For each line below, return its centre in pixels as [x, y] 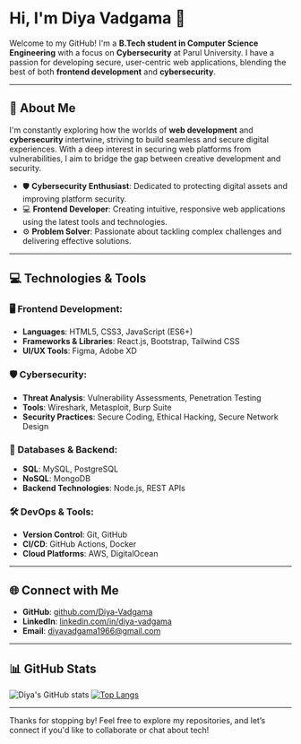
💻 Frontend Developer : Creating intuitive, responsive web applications [154, 209]
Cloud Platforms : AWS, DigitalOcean [90, 554]
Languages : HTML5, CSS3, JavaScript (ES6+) [107, 332]
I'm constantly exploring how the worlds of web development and [131, 130]
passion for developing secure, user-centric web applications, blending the [148, 62]
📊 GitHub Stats [53, 668]
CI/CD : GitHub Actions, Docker [79, 544]
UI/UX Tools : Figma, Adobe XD [79, 351]
